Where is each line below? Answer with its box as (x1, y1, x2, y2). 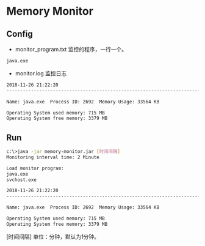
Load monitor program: (6, 165, 64, 171)
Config (6, 29, 33, 39)
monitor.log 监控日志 (15, 69, 67, 77)
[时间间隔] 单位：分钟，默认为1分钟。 (6, 233, 99, 240)
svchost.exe (6, 176, 37, 183)
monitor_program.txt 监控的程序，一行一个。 (15, 46, 128, 53)
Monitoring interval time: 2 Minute (6, 154, 99, 160)
